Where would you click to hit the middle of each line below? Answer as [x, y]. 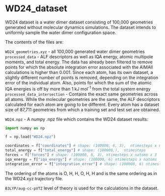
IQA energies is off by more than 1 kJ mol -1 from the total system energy [78, 88]
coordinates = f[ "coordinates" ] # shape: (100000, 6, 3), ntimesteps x [81, 146]
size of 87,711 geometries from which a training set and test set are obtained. [82, 110]
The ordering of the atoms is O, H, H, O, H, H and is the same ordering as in [81, 173]
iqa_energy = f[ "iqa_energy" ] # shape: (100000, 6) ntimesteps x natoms [81, 159]
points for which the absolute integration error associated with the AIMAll [79, 67]
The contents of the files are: [34, 42]
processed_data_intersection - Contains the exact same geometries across [82, 94]
